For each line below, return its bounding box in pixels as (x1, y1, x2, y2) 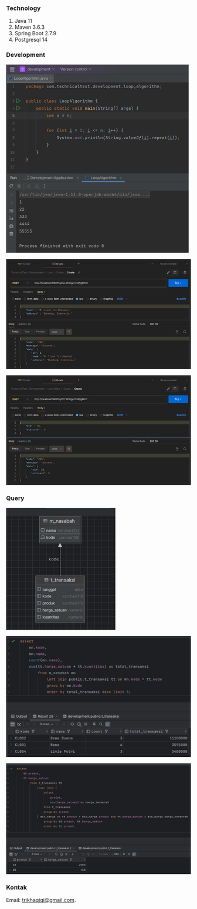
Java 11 (14, 18, 32, 25)
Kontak (6, 883, 28, 891)
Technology (6, 4, 41, 12)
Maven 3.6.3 (14, 23, 45, 31)
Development (6, 51, 46, 59)
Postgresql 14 (14, 36, 48, 43)
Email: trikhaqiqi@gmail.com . (6, 897, 76, 903)
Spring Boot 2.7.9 (14, 30, 57, 37)
